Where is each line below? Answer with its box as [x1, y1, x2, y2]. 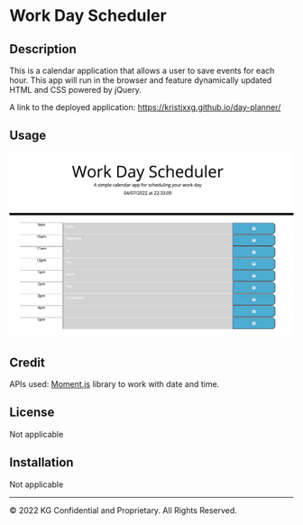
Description [9, 41, 77, 57]
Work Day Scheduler [9, 5, 167, 26]
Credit [9, 355, 45, 370]
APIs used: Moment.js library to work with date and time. [9, 378, 220, 389]
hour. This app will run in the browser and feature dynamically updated [9, 75, 272, 86]
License [9, 405, 55, 420]
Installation [9, 455, 74, 470]
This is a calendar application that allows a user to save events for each [9, 65, 275, 76]
